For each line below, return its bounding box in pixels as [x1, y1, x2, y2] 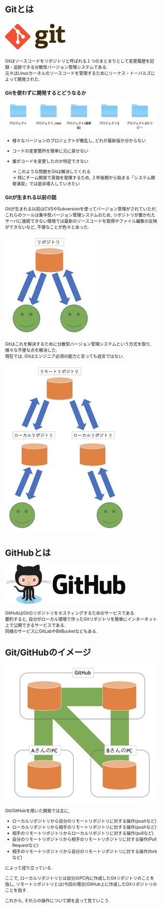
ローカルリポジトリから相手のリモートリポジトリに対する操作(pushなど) [12, 824, 157, 830]
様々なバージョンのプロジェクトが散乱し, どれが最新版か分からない [12, 137, 146, 143]
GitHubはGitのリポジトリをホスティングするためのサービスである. [5, 610, 136, 616]
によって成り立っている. [5, 865, 53, 871]
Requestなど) [12, 842, 39, 848]
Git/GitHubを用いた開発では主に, [5, 808, 70, 814]
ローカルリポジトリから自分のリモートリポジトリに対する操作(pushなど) [12, 818, 157, 824]
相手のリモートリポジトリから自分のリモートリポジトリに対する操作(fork [12, 848, 158, 855]
